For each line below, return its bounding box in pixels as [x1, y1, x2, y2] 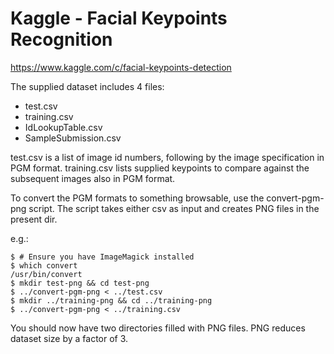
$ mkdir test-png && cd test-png [10, 278, 150, 288]
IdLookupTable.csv [24, 121, 103, 133]
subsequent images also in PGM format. [10, 172, 176, 184]
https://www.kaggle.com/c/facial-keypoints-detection [10, 61, 232, 73]
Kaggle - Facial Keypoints [10, 7, 228, 30]
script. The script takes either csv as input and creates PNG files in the [28, 202, 320, 214]
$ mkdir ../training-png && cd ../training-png [10, 295, 213, 306]
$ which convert [10, 260, 78, 271]
